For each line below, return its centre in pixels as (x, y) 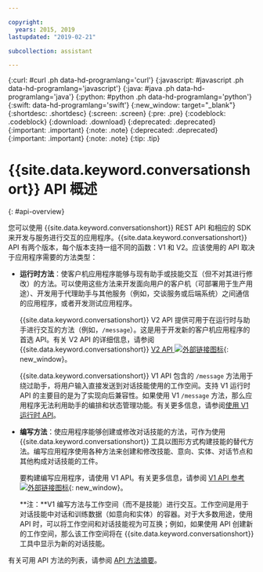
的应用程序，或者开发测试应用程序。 (78, 304)
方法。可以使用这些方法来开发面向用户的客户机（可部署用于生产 (143, 284)
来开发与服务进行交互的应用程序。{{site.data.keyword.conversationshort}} (128, 238)
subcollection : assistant (50, 51)
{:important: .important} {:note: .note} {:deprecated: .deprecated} (113, 130)
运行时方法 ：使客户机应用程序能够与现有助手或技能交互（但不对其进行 (133, 274)
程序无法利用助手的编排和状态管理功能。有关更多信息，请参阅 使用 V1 (137, 406)
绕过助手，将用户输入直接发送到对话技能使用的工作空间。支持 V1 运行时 (135, 386)
